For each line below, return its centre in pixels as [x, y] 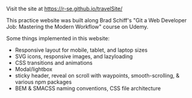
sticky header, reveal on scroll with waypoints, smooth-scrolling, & [97, 75]
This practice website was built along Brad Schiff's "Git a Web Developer [97, 20]
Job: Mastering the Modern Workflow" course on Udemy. [77, 27]
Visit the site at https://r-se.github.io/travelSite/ [64, 9]
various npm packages [43, 82]
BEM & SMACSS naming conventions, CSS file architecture [88, 88]
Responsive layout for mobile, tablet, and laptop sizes [81, 50]
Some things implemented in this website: [58, 38]
